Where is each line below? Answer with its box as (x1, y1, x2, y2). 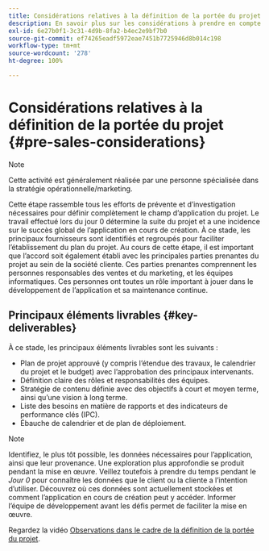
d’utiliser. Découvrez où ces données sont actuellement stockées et (8, 483, 233, 493)
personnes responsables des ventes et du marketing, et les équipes (8, 268, 234, 278)
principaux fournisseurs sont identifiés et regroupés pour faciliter (8, 233, 225, 243)
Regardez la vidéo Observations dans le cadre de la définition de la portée (8, 525, 255, 535)
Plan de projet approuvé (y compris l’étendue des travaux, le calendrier (19, 358, 256, 368)
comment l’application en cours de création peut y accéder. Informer (8, 492, 236, 502)
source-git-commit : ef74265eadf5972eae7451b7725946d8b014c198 (8, 34, 221, 43)
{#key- (163, 308, 199, 323)
